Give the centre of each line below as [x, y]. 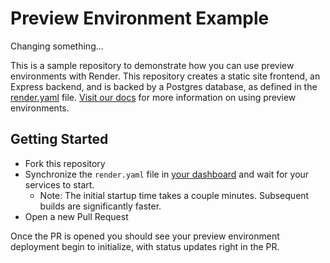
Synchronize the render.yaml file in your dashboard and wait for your [167, 174]
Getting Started [59, 139]
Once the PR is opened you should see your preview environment [145, 236]
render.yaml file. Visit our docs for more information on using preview [153, 97]
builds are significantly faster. [100, 206]
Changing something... [57, 46]
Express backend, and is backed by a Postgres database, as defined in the [164, 86]
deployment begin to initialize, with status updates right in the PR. [145, 246]
